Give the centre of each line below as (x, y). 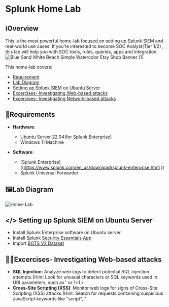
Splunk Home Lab (43, 9)
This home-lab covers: (29, 67)
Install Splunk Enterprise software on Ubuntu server (66, 233)
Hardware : (24, 127)
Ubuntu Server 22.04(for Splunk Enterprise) (66, 137)
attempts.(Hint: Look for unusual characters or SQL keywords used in (85, 277)
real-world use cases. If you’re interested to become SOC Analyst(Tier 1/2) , (84, 46)
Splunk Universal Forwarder (49, 173)
